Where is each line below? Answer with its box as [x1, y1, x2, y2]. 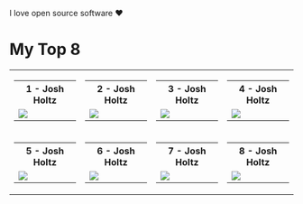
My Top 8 [9, 40, 81, 60]
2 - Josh [96, 82, 135, 95]
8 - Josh [238, 144, 278, 157]
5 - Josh [25, 144, 65, 157]
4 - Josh [238, 82, 278, 95]
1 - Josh [25, 82, 65, 95]
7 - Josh [168, 144, 207, 157]
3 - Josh [168, 82, 207, 95]
